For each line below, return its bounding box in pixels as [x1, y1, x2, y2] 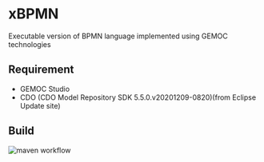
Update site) [19, 101, 62, 110]
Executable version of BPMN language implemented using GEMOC [8, 31, 228, 41]
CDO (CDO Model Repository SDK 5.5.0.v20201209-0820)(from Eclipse [19, 93, 257, 102]
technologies [8, 39, 51, 49]
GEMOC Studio [19, 84, 70, 93]
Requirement [8, 63, 74, 77]
